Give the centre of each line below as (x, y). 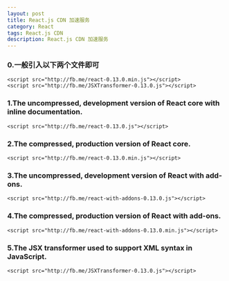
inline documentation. (45, 112)
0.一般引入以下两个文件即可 (53, 65)
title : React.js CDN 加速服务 (48, 20)
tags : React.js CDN (35, 33)
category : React (30, 26)
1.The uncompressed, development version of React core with (113, 103)
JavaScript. (27, 256)
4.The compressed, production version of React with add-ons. (114, 216)
